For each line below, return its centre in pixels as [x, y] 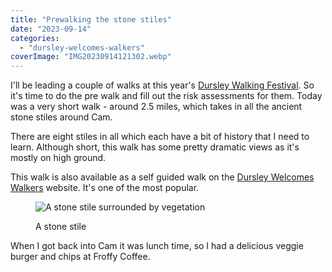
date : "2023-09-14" [51, 29]
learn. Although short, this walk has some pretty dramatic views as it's [155, 147]
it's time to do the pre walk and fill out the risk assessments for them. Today [166, 96]
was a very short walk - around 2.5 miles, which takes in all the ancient [156, 107]
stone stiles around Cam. [61, 117]
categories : [35, 38]
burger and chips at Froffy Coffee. [80, 257]
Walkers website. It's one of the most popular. [105, 188]
